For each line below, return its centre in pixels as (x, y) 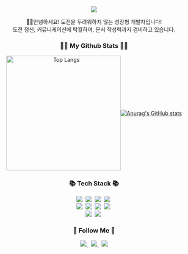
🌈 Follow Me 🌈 (94, 230)
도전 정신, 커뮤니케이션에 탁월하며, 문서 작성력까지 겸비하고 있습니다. (94, 29)
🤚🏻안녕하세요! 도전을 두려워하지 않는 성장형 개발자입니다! (94, 22)
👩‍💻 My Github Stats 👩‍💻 (94, 45)
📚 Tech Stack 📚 (94, 184)
